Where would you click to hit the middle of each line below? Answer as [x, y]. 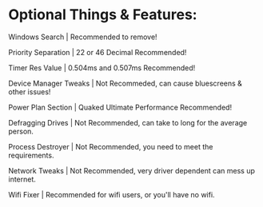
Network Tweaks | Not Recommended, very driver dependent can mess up [132, 170]
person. [21, 131]
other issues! [30, 92]
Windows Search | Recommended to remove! [83, 37]
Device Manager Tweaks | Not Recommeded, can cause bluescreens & [125, 83]
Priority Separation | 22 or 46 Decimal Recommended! [98, 52]
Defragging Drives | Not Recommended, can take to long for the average [128, 122]
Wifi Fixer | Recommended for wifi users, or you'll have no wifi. [112, 194]
